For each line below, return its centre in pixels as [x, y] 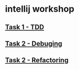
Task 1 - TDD [25, 27]
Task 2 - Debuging [34, 43]
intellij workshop [40, 9]
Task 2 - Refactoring [37, 60]
